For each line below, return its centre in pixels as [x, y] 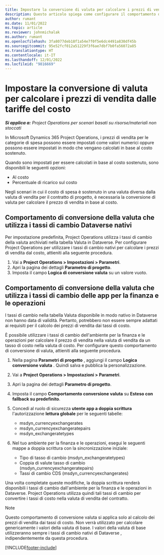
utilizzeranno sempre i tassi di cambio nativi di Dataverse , [63, 533]
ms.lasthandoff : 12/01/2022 [34, 60]
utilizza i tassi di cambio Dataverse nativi [68, 225]
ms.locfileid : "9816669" [30, 64]
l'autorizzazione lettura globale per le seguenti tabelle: [67, 414]
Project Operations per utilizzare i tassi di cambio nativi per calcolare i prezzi [82, 247]
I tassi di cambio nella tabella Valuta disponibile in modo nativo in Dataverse [81, 315]
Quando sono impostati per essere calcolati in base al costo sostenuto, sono [82, 162]
